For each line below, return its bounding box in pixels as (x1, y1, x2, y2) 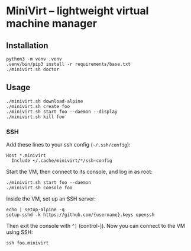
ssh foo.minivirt (6, 240, 49, 246)
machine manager (6, 17, 98, 30)
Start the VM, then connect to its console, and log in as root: (6, 168, 153, 176)
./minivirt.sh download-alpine (6, 98, 83, 104)
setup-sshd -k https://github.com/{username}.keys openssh (6, 212, 155, 218)
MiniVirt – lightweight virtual (6, 4, 149, 18)
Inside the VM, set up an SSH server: (6, 195, 96, 202)
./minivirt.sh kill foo (6, 114, 65, 120)
